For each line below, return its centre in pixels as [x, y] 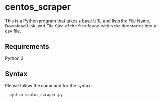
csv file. [13, 31]
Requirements [27, 46]
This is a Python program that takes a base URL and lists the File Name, [78, 21]
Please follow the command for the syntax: [49, 85]
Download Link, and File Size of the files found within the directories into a [81, 25]
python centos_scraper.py [36, 95]
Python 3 [14, 58]
